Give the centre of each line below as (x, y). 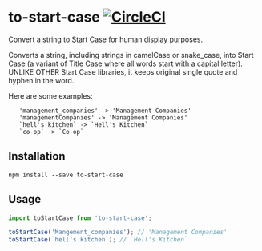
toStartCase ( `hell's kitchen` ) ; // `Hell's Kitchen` (98, 240)
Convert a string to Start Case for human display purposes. (105, 39)
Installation (37, 156)
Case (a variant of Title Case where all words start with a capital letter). (125, 63)
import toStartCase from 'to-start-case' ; (80, 218)
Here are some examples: (51, 95)
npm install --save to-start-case (66, 175)
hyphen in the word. (41, 80)
